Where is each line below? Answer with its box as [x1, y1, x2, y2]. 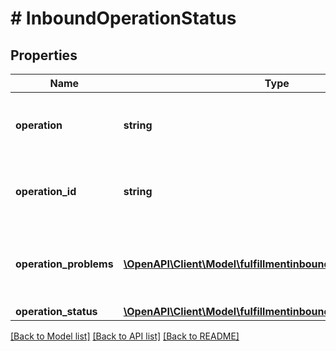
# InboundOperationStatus [10, 7, 237, 30]
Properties [10, 47, 78, 64]
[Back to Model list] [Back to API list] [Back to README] [10, 330, 240, 342]
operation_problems [15, 257, 114, 271]
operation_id [15, 185, 77, 198]
